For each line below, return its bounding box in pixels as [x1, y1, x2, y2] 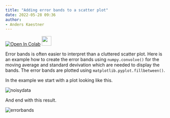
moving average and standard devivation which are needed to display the [5, 62, 160, 68]
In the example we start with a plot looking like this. [5, 77, 113, 84]
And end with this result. [5, 97, 57, 103]
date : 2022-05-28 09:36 [5, 12, 56, 17]
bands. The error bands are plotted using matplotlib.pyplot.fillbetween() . [5, 67, 165, 73]
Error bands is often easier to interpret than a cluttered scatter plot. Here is [5, 51, 162, 57]
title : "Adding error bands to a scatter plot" [5, 7, 109, 13]
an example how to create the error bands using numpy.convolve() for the [5, 56, 159, 63]
